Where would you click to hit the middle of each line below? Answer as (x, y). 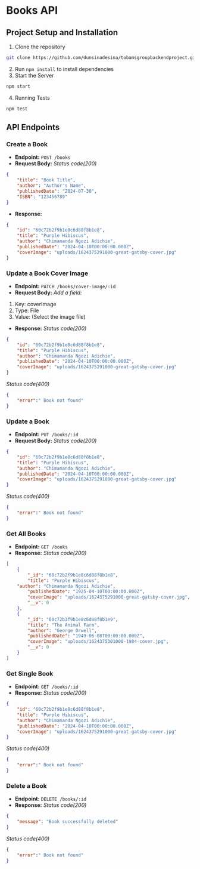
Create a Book (27, 144)
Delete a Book (26, 785)
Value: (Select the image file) (50, 316)
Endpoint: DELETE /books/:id (51, 799)
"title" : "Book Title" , (46, 180)
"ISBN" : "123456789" (42, 197)
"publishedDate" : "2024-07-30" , (57, 191)
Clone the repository (40, 47)
